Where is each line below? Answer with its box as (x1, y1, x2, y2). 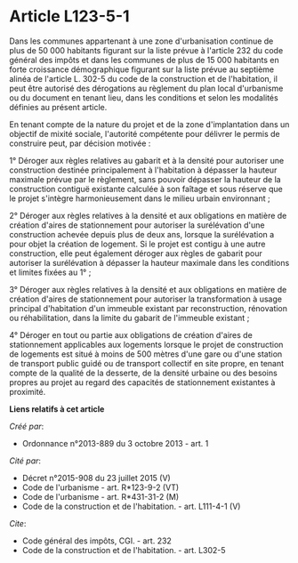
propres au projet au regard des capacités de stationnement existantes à (9, 376, 276, 388)
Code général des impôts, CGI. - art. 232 (21, 535, 172, 546)
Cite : (9, 518, 27, 528)
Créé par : (9, 421, 44, 431)
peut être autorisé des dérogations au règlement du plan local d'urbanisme (9, 83, 284, 93)
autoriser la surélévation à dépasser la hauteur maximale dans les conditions (9, 257, 290, 268)
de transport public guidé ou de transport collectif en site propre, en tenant (9, 358, 285, 368)
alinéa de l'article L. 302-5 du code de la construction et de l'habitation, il (9, 73, 278, 84)
